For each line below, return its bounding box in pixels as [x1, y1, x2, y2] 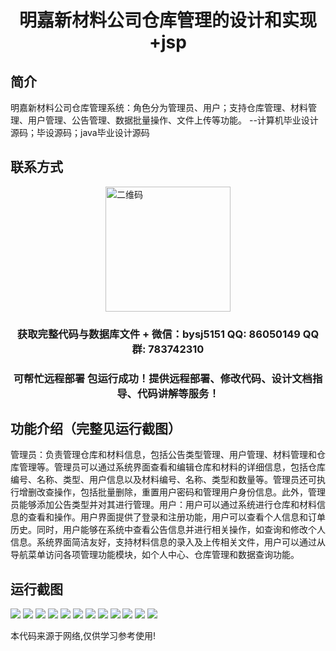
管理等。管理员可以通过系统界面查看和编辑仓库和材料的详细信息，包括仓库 [18, 461, 326, 473]
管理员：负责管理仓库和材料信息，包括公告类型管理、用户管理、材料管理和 [10, 449, 317, 461]
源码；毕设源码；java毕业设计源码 [10, 127, 150, 138]
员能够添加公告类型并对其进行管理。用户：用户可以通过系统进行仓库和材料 [10, 499, 317, 511]
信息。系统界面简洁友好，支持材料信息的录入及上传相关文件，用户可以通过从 [10, 536, 326, 548]
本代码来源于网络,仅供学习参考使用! [10, 630, 157, 642]
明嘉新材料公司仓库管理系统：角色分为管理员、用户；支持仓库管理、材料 [10, 102, 308, 113]
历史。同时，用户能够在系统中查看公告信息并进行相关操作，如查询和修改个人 [10, 524, 326, 536]
